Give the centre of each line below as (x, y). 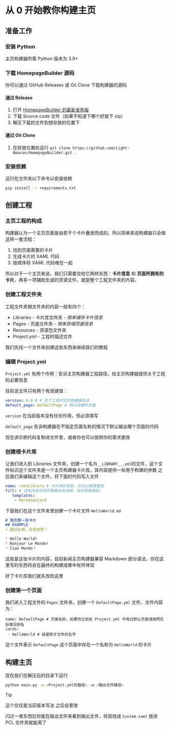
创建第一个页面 (24, 590)
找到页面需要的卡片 (33, 250)
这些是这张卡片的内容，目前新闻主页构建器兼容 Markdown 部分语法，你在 (82, 559)
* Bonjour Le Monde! (27, 544)
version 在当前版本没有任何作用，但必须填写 (52, 416)
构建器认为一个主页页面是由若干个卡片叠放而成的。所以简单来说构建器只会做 (85, 233)
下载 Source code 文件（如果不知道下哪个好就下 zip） (69, 116)
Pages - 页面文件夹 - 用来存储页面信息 (53, 324)
